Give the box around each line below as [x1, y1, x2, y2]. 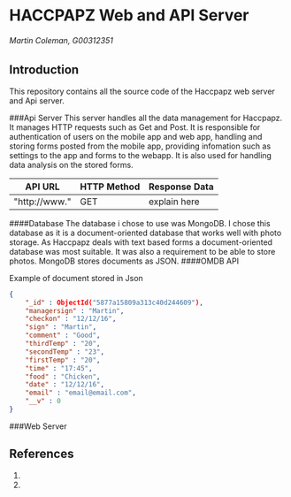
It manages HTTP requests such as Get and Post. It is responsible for [9, 121, 261, 133]
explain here [149, 195, 201, 208]
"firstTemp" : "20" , [25, 356, 101, 364]
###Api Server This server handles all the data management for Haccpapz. [9, 112, 283, 123]
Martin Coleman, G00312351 [9, 34, 113, 45]
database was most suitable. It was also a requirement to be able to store [9, 246, 276, 256]
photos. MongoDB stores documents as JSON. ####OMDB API [9, 256, 240, 266]
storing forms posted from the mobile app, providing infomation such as [9, 141, 272, 151]
